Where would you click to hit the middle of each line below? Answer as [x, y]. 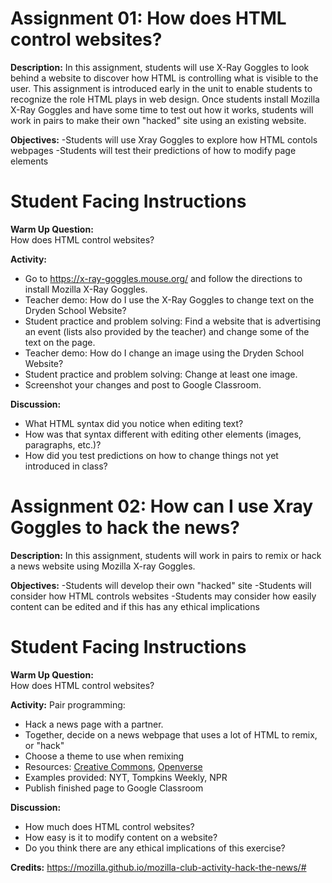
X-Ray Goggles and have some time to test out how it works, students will [162, 109]
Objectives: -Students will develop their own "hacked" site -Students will [161, 585]
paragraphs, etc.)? [63, 444]
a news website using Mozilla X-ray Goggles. [103, 566]
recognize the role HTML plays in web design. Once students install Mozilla [165, 99]
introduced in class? [66, 466]
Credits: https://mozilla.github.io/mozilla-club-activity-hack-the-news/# [158, 867]
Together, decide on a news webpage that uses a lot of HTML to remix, [171, 734]
